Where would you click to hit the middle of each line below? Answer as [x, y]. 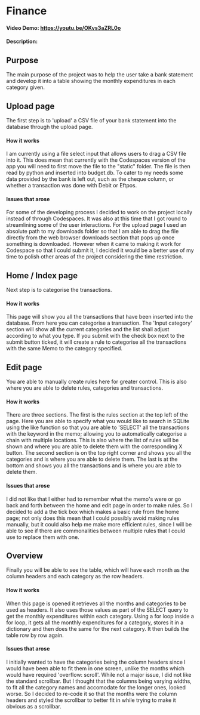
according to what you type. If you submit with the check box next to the [96, 336]
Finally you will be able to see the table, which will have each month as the [98, 570]
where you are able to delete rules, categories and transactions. [85, 388]
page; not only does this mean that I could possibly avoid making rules [93, 518]
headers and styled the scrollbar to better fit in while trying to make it [91, 700]
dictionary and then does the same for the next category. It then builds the [98, 628]
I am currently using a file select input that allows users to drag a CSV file [96, 154]
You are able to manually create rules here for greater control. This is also [96, 382]
